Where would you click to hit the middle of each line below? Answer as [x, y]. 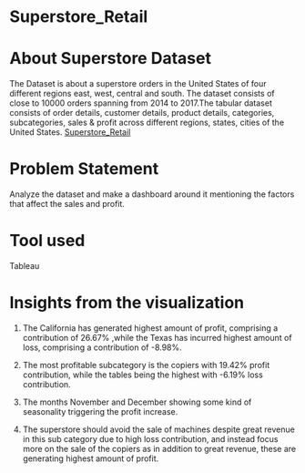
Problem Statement [84, 169]
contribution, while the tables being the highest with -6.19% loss [143, 375]
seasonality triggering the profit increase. [100, 411]
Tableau [25, 266]
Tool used [47, 241]
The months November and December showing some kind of [137, 402]
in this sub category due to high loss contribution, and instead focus [150, 438]
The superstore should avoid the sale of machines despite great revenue [159, 429]
